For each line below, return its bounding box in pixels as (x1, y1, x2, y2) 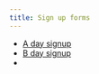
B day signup (22, 47, 72, 59)
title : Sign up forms (9, 13, 91, 23)
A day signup (22, 38, 72, 49)
